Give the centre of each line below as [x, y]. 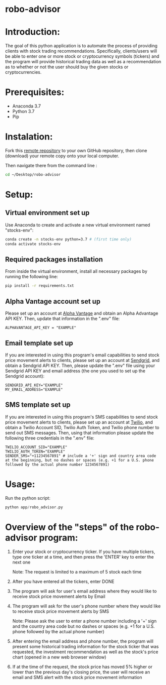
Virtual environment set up [48, 213]
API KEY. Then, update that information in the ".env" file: [62, 319]
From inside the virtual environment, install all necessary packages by [76, 271]
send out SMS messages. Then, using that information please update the [80, 433]
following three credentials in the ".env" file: [50, 438]
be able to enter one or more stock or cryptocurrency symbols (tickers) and [82, 56]
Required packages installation [54, 260]
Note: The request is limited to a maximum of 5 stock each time [77, 571]
